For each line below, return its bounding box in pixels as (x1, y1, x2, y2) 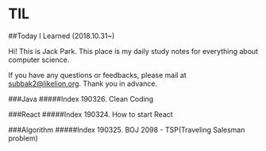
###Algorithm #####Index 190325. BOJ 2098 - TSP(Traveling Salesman (8, 125, 245, 134)
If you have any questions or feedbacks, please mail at (8, 70, 187, 79)
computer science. (8, 55, 70, 64)
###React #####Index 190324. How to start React (8, 109, 173, 119)
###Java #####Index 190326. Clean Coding (8, 94, 154, 103)
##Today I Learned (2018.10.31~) (8, 31, 115, 41)
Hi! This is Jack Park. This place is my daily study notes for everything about (8, 46, 259, 56)
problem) (8, 133, 38, 143)
